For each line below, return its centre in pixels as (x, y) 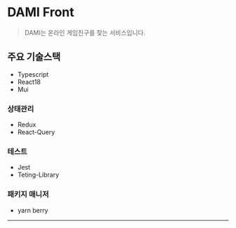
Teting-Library (38, 175)
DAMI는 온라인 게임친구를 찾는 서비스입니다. (85, 32)
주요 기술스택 (34, 57)
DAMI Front (41, 12)
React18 (29, 82)
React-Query (36, 132)
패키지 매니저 (28, 194)
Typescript (33, 74)
